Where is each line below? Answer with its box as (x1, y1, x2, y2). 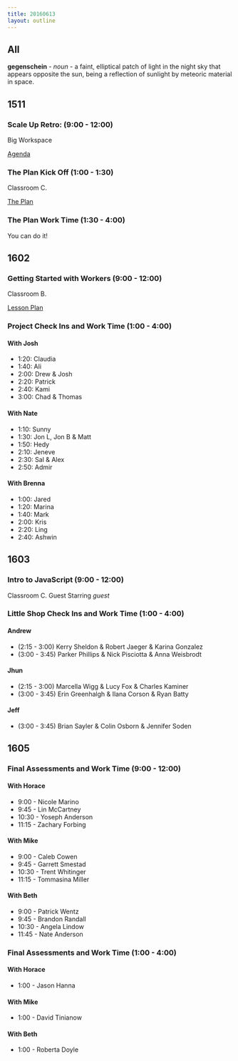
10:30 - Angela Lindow (17, 922, 84, 931)
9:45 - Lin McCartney (17, 805, 81, 814)
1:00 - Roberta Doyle (17, 1045, 79, 1054)
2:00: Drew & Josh (17, 370, 73, 379)
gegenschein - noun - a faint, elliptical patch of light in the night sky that (7, 62, 221, 71)
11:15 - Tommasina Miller (17, 875, 90, 883)
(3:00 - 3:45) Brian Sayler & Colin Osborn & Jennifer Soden (17, 722, 192, 731)
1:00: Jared (17, 495, 51, 503)
